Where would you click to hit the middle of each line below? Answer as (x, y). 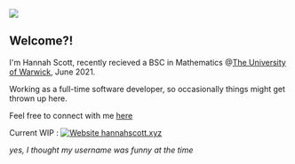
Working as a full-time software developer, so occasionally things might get (147, 89)
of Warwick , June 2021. (52, 72)
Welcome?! (41, 41)
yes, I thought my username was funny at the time (101, 150)
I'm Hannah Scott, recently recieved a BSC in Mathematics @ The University (147, 62)
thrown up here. (39, 98)
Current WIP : (34, 132)
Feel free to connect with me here (71, 115)
